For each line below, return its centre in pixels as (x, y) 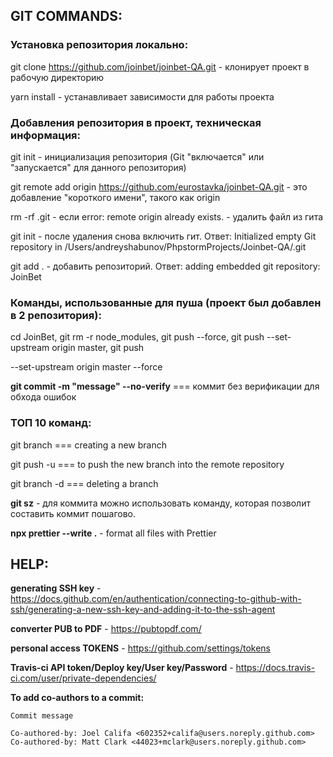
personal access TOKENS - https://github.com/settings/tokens (140, 648)
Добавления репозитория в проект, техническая (136, 122)
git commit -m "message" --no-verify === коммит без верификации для (165, 386)
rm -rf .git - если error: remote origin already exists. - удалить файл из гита (167, 216)
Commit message (42, 716)
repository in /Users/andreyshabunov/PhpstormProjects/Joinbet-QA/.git (158, 246)
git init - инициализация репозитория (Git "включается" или (137, 156)
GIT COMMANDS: (66, 16)
